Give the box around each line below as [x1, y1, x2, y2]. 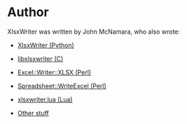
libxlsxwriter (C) [17, 54, 64, 63]
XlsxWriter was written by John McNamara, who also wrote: [7, 27, 181, 36]
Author [7, 4, 49, 20]
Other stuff [17, 109, 49, 117]
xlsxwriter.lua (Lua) [17, 95, 73, 104]
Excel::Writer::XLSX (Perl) [17, 68, 92, 76]
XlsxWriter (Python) [17, 41, 75, 49]
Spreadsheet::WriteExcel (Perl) [17, 81, 106, 90]
